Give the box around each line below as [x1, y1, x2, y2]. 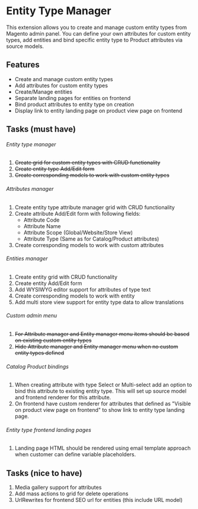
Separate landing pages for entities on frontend [14, 94, 131, 101]
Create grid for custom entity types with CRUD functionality [14, 159, 161, 167]
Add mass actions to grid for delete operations [14, 490, 129, 497]
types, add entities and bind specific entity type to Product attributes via [6, 36, 183, 43]
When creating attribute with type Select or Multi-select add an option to [14, 381, 193, 389]
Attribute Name [23, 222, 61, 229]
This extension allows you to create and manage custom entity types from [6, 24, 187, 31]
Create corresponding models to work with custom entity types [14, 172, 170, 179]
